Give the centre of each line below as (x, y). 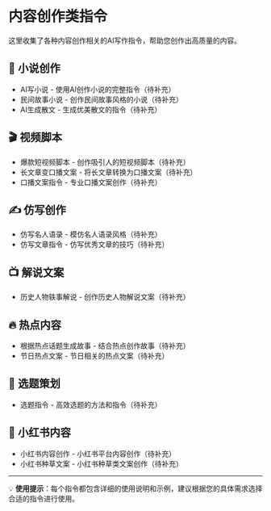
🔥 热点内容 (35, 325)
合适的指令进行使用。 (44, 498)
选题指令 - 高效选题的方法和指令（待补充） (91, 404)
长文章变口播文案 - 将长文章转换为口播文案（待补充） (108, 172)
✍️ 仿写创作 (38, 209)
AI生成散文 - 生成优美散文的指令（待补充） (91, 109)
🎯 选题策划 (34, 384)
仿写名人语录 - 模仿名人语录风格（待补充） (91, 234)
